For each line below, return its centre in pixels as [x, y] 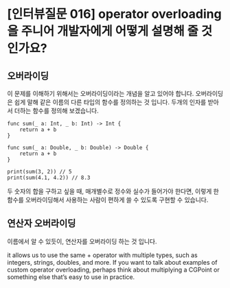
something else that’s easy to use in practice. [71, 277]
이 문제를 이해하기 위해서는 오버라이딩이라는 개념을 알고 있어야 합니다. [101, 94]
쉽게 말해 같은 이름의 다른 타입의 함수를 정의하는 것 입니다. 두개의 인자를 [110, 102]
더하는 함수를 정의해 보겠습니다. [56, 111]
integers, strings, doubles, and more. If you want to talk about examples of [112, 262]
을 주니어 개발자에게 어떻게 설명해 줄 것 [110, 31]
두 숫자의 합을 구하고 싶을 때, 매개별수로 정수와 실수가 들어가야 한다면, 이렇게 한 [113, 191]
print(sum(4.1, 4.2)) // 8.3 [49, 178]
